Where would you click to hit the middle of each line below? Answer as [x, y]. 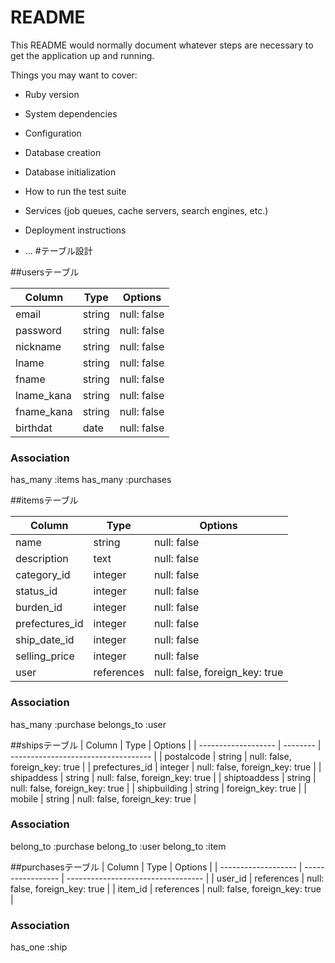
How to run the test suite [75, 191]
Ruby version [52, 94]
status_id [36, 591]
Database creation [63, 152]
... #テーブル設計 [58, 250]
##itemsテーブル [44, 500]
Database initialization [70, 172]
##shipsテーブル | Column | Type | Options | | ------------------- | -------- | [166, 745]
